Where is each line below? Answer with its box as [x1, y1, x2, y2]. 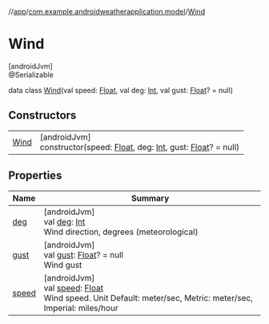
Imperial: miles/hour [43, 302, 118, 314]
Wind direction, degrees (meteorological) [43, 226, 199, 237]
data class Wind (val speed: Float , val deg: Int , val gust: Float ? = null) [8, 85, 234, 95]
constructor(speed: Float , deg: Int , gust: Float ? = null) [39, 141, 240, 152]
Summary [130, 192, 170, 204]
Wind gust [43, 259, 82, 270]
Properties [8, 168, 62, 183]
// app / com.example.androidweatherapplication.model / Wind [8, 7, 206, 16]
